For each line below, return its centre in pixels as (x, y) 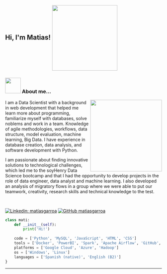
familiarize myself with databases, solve (46, 118)
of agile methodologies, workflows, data (46, 129)
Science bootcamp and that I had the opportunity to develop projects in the (82, 175)
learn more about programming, (38, 113)
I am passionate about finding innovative (47, 159)
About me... (36, 92)
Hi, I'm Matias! (28, 38)
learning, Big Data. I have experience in (45, 139)
